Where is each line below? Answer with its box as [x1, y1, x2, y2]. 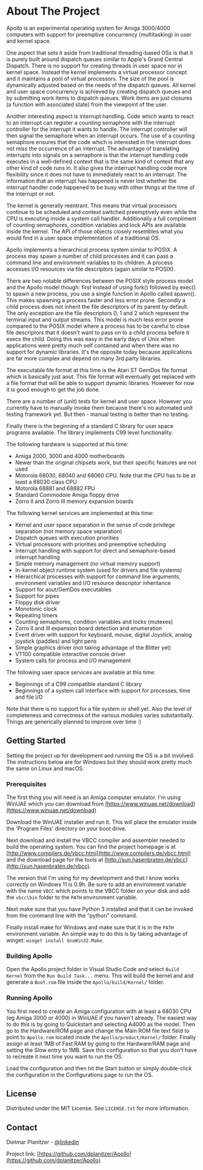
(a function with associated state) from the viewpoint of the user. [6, 100, 168, 108]
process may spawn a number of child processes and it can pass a [6, 252, 174, 260]
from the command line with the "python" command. [6, 912, 138, 919]
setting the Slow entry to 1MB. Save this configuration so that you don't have [6, 1046, 197, 1053]
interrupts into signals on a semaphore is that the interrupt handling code [6, 151, 188, 159]
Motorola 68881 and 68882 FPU [15, 485, 96, 492]
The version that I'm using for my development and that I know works [6, 874, 180, 882]
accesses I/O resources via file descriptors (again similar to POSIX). [6, 265, 176, 272]
